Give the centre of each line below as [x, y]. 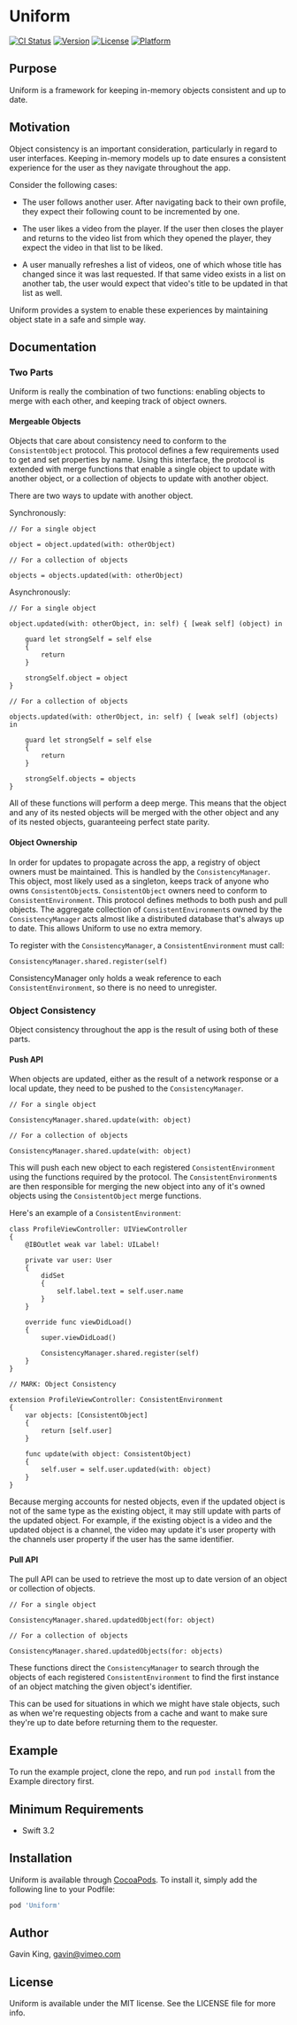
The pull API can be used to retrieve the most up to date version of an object [148, 1579]
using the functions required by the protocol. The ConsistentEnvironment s [143, 1177]
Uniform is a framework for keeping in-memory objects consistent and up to [148, 90]
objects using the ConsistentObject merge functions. [105, 1196]
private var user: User [69, 1260]
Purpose [33, 69]
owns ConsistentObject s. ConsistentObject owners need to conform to [138, 890]
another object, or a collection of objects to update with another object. [139, 479]
